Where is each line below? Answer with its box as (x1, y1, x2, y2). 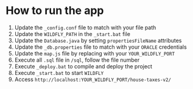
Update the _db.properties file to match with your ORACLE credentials (14, 43, 187, 51)
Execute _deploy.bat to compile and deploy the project (14, 62, 153, 70)
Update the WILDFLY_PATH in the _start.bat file (14, 30, 130, 37)
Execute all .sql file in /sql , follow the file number (14, 56, 140, 63)
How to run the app (5, 4, 104, 18)
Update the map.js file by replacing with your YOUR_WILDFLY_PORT (14, 49, 175, 57)
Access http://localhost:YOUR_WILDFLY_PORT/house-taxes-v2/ (14, 76, 172, 83)
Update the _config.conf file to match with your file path (14, 24, 156, 31)
